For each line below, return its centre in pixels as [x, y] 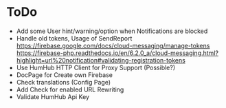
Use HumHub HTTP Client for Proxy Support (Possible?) [96, 67]
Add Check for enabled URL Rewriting [70, 89]
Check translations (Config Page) [64, 82]
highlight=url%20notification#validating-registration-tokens [101, 60]
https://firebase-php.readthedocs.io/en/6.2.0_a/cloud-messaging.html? [117, 53]
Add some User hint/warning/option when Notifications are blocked [112, 31]
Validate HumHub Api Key [53, 96]
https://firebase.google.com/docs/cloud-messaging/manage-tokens [113, 45]
